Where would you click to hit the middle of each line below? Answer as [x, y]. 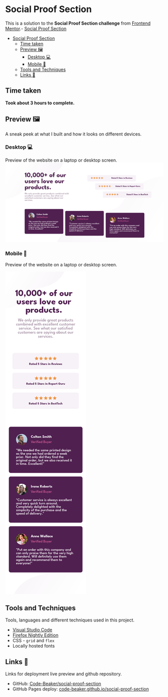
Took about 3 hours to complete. [40, 103]
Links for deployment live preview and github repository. [64, 674]
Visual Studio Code [32, 630]
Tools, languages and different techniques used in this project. [70, 620]
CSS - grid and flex [33, 641]
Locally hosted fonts [34, 646]
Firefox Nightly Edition [35, 635]
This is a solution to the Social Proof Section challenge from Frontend [78, 23]
